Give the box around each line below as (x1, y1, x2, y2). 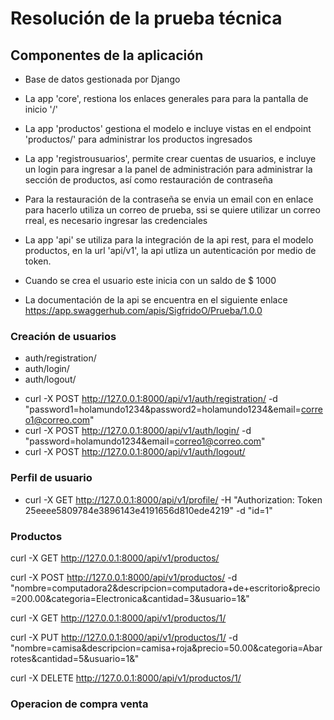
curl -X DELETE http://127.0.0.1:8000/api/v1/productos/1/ (10, 672, 242, 684)
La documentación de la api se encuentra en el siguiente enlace (24, 294, 288, 306)
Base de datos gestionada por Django (24, 73, 181, 85)
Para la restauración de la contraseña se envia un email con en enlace (24, 193, 314, 205)
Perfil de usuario (10, 471, 93, 485)
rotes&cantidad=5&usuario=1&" (10, 652, 140, 664)
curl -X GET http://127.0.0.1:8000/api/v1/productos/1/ (10, 612, 227, 624)
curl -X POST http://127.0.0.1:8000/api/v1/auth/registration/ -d (24, 393, 278, 405)
